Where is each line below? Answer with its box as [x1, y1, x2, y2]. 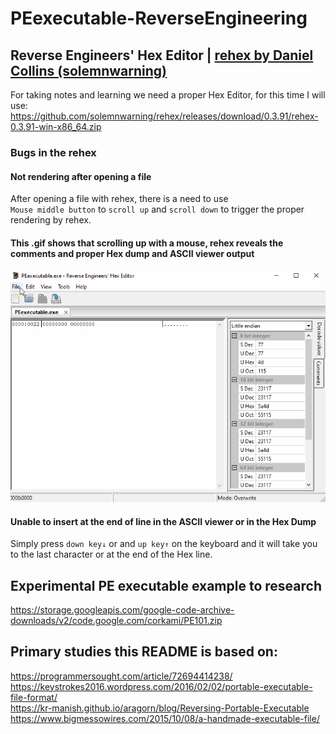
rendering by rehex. [10, 214, 92, 226]
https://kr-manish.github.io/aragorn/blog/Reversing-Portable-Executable [10, 702, 310, 714]
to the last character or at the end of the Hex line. [10, 548, 213, 561]
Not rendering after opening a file [10, 170, 152, 182]
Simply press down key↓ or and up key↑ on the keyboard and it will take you [10, 538, 318, 550]
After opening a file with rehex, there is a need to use [10, 193, 229, 205]
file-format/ [10, 691, 58, 703]
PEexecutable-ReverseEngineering [10, 7, 308, 30]
